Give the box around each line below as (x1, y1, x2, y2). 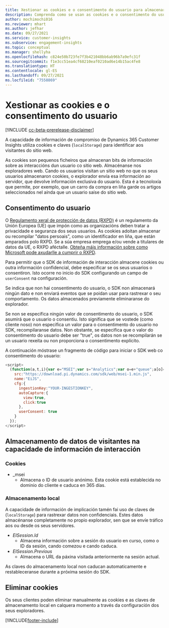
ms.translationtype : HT (5, 64, 55, 69)
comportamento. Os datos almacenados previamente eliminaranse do (5, 295, 150, 301)
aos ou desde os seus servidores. (5, 522, 75, 528)
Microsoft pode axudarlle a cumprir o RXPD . (5, 249, 97, 255)
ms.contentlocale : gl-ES (5, 69, 57, 74)
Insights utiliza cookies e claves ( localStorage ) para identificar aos (5, 142, 144, 148)
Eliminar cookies (5, 583, 59, 592)
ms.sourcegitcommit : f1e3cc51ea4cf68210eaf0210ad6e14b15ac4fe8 (5, 59, 141, 64)
